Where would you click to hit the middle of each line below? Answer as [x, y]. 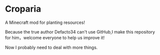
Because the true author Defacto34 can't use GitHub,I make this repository [80, 32]
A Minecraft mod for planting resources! [45, 22]
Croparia [23, 9]
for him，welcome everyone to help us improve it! [55, 37]
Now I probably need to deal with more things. [52, 47]
